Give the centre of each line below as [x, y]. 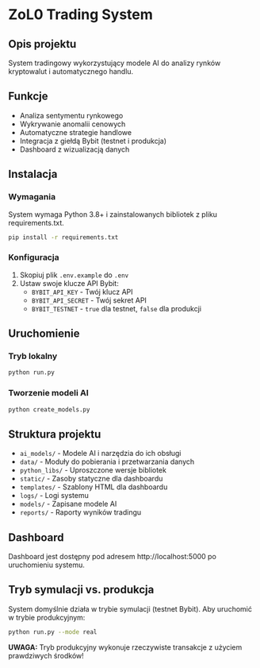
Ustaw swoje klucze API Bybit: [69, 283]
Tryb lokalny [33, 356]
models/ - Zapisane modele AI [68, 504]
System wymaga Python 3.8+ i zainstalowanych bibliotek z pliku [113, 214]
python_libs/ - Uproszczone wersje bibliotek [93, 470]
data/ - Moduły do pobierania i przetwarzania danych [107, 461]
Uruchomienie [44, 334]
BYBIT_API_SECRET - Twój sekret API [89, 300]
